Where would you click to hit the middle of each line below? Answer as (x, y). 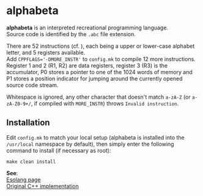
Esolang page (24, 179)
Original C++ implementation (43, 186)
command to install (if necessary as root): (59, 150)
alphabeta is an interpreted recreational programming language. (87, 28)
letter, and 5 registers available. (46, 52)
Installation (28, 123)
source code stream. (32, 85)
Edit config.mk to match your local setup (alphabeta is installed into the (95, 137)
